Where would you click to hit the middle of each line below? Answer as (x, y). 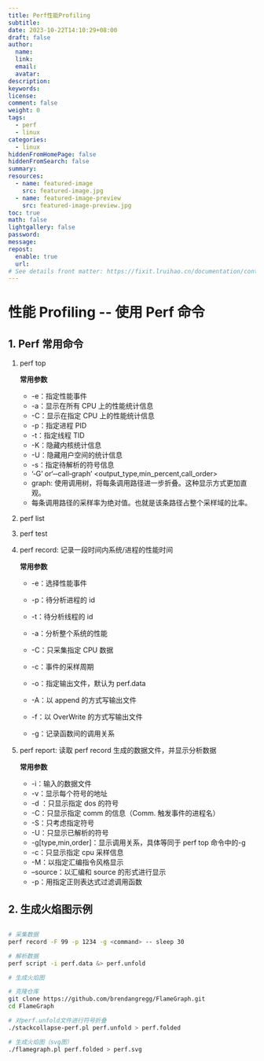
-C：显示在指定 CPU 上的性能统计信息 (93, 416)
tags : (17, 118)
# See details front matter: (56, 271)
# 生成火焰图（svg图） (40, 1042)
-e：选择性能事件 (59, 583)
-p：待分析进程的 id (63, 600)
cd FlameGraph (31, 1007)
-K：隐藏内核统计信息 (66, 446)
